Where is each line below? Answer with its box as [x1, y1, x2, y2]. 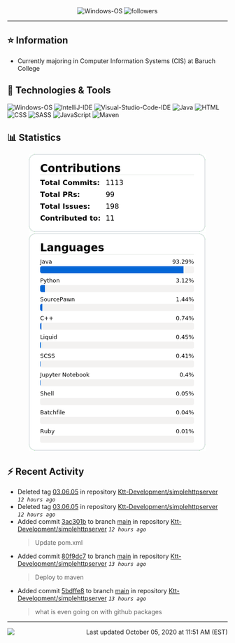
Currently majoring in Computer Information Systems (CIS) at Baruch [17, 56, 215, 65]
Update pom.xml [34, 539, 83, 547]
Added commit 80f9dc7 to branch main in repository [17, 552, 169, 560]
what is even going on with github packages [34, 608, 162, 616]
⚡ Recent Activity [7, 466, 85, 478]
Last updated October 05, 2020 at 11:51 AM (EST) [86, 628, 228, 637]
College [17, 64, 41, 72]
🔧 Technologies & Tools [7, 84, 111, 97]
